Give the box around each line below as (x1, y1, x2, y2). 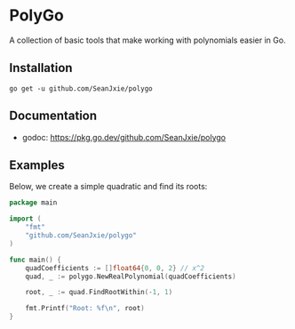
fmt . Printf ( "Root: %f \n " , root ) (25, 304, 145, 313)
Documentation (9, 108, 98, 124)
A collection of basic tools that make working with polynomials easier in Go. (9, 35, 286, 45)
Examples (9, 157, 65, 173)
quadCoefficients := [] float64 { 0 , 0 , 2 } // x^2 (25, 263, 204, 272)
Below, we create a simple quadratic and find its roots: (9, 181, 208, 192)
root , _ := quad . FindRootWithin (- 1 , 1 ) (25, 288, 173, 297)
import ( (9, 214, 42, 223)
